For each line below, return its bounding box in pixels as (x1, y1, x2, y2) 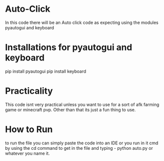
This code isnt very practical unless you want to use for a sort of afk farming (5, 101, 160, 107)
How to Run (5, 124, 53, 135)
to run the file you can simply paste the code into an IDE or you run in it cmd (5, 140, 159, 146)
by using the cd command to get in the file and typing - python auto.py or (5, 145, 153, 151)
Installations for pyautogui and (5, 42, 132, 53)
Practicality (5, 85, 53, 97)
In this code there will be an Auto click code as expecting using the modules (5, 20, 159, 25)
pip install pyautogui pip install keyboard (5, 68, 87, 74)
